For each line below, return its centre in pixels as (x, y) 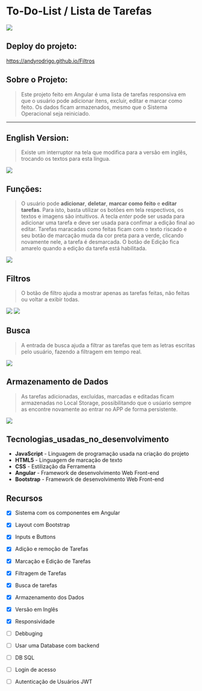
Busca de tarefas (36, 585)
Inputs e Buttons (35, 537)
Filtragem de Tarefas (41, 573)
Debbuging (29, 633)
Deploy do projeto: (41, 46)
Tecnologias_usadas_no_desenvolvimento (88, 440)
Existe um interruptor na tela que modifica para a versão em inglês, (104, 152)
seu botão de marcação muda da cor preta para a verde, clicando (102, 235)
